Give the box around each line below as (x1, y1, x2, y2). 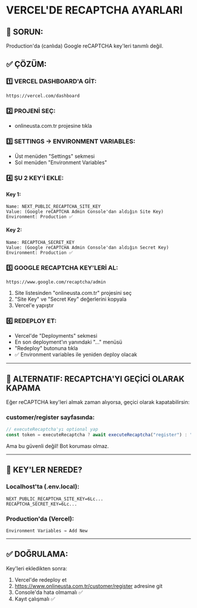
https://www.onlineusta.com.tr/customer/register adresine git (14, 582, 163, 589)
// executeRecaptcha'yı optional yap (6, 426, 98, 433)
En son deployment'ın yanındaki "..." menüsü (14, 338, 123, 346)
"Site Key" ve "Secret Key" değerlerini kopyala (14, 295, 127, 303)
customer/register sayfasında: (6, 413, 95, 421)
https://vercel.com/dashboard (6, 93, 80, 98)
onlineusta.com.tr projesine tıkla (14, 122, 92, 129)
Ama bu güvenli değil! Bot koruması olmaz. (6, 443, 110, 450)
